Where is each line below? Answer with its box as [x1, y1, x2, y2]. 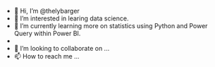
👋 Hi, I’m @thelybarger [13, 7, 80, 15]
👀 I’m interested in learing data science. [13, 14, 129, 23]
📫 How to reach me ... [13, 52, 80, 60]
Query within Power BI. [13, 29, 81, 37]
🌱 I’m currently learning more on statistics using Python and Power [13, 22, 208, 30]
